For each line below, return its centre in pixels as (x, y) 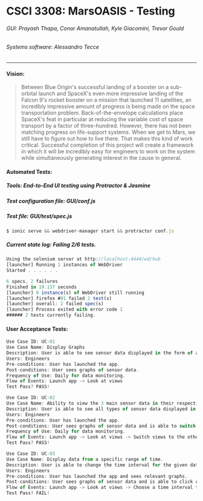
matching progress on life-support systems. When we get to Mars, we (108, 132)
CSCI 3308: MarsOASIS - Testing (91, 11)
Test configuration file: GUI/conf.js (51, 201)
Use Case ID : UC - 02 (31, 398)
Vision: (15, 73)
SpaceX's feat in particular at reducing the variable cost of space (102, 119)
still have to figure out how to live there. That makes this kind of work (107, 139)
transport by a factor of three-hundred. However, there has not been (106, 126)
